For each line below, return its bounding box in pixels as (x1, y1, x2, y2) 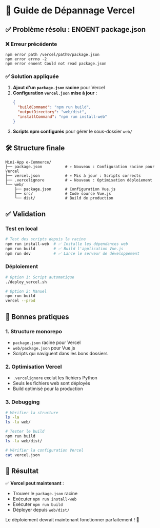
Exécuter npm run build (12, 501, 63, 507)
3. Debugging (5, 398, 40, 405)
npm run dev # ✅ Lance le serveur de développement (5, 251, 140, 256)
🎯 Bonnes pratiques (5, 312, 69, 321)
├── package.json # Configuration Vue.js (14, 187, 116, 192)
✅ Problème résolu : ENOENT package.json (5, 25, 146, 34)
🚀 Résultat (5, 466, 39, 475)
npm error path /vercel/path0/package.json (5, 52, 100, 57)
